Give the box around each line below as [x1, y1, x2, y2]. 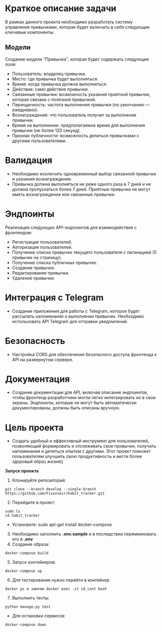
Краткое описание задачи [5, 3, 117, 14]
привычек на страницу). [12, 254, 62, 260]
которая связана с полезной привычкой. [12, 97, 96, 102]
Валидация [5, 155, 52, 165]
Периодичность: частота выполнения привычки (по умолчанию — [12, 101, 150, 107]
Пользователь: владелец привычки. [12, 71, 87, 77]
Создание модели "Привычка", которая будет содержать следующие [5, 56, 149, 62]
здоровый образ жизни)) [12, 459, 64, 465]
